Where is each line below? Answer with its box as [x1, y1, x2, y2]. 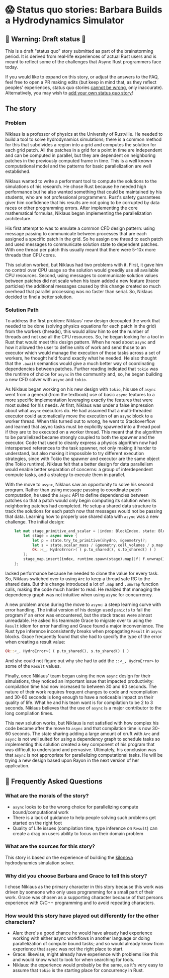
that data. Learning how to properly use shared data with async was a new [5, 513, 159, 519]
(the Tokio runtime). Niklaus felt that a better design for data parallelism [5, 461, 153, 467]
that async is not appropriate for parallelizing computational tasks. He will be [5, 752, 163, 758]
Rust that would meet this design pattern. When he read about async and [5, 339, 156, 345]
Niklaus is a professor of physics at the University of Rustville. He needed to [5, 131, 163, 137]
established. [5, 168, 31, 174]
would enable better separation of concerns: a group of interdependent [5, 466, 153, 472]
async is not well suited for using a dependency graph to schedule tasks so [5, 736, 160, 742]
